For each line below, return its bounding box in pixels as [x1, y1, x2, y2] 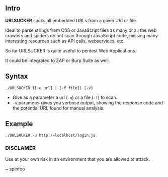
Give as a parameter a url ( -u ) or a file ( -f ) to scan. [12, 94, 118, 100]
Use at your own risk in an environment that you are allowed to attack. [5, 156, 150, 162]
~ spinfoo [5, 166, 25, 172]
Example [5, 120, 33, 128]
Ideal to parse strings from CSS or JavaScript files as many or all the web [5, 27, 157, 33]
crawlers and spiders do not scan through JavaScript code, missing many [5, 32, 158, 38]
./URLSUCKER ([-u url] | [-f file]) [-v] [5, 85, 94, 90]
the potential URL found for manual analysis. [12, 105, 105, 111]
